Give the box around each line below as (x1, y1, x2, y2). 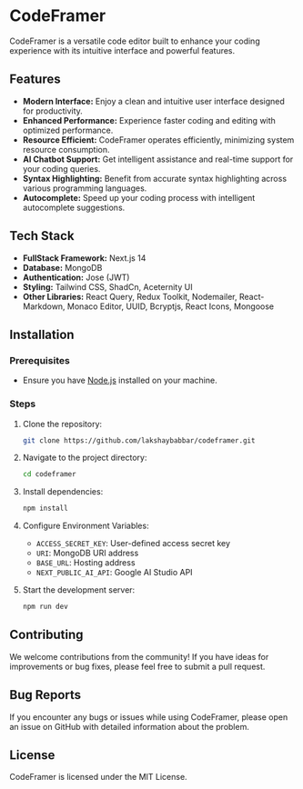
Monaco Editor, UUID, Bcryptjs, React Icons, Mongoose (66, 301, 275, 312)
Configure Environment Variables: (22, 520, 149, 532)
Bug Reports (9, 687, 82, 703)
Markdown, (22, 301, 66, 312)
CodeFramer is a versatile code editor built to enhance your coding (9, 35, 261, 46)
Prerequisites (9, 354, 70, 366)
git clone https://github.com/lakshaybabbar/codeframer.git (22, 435, 256, 445)
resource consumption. (22, 144, 111, 155)
